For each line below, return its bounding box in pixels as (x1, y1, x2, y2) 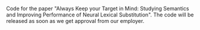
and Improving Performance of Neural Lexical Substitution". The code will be (6, 11, 195, 18)
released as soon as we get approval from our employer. (6, 18, 145, 24)
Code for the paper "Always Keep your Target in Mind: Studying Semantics (6, 5, 189, 12)
